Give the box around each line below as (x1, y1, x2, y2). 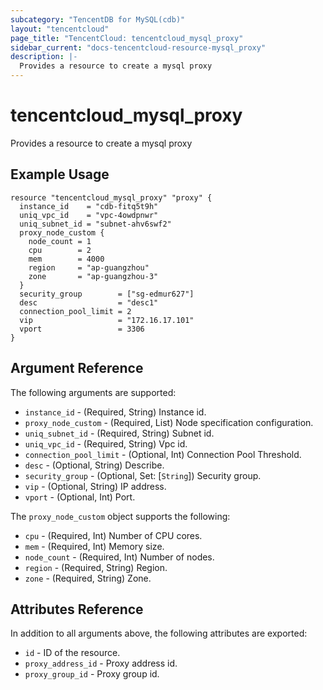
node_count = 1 (28, 236, 92, 246)
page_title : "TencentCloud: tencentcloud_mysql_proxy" (10, 33, 244, 43)
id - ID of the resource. (24, 647, 121, 659)
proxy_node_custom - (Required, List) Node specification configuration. (24, 416, 314, 428)
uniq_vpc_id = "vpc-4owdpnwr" (19, 210, 159, 220)
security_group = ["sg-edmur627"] (19, 289, 195, 299)
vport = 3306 (19, 324, 145, 334)
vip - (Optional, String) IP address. (24, 480, 167, 492)
